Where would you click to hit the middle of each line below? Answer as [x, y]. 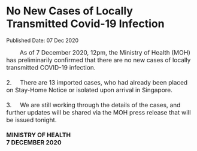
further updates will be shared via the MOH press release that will [99, 112]
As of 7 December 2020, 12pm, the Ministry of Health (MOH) [105, 52]
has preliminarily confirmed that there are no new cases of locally [99, 60]
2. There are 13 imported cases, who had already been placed [97, 82]
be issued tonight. [31, 120]
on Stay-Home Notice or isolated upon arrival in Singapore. [89, 90]
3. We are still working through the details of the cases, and [93, 105]
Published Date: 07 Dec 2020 [43, 40]
